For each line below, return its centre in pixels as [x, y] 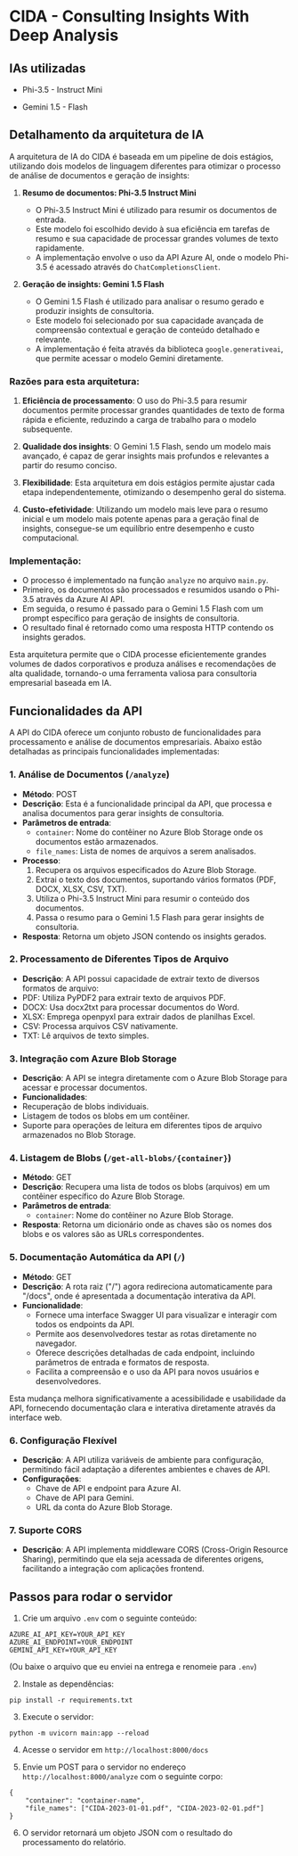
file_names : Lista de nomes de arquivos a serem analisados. [145, 851]
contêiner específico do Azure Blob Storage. [103, 1196]
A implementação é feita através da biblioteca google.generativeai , [159, 349]
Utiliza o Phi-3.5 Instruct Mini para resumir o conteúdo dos [143, 898]
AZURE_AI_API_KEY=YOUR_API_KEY [67, 1635]
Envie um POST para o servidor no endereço [104, 1767]
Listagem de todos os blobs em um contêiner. [106, 1116]
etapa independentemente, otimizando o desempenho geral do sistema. [154, 492]
